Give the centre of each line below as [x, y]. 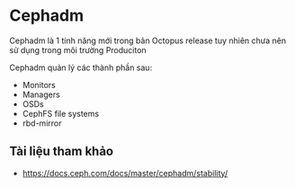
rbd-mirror [42, 123]
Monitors [39, 85]
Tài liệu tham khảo [62, 151]
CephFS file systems [61, 113]
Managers [41, 94]
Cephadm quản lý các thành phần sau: [81, 67]
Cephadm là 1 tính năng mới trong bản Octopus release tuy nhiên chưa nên [148, 40]
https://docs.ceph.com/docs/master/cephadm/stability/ [125, 173]
